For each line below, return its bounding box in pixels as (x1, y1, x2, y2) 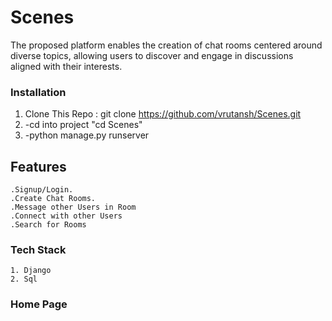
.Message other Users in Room (10, 202, 137, 213)
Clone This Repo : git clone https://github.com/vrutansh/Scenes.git (24, 108, 302, 120)
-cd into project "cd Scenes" (24, 119, 143, 131)
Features (10, 158, 67, 175)
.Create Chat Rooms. (10, 194, 97, 204)
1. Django (10, 266, 52, 276)
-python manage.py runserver (24, 129, 150, 141)
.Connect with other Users (10, 211, 123, 221)
